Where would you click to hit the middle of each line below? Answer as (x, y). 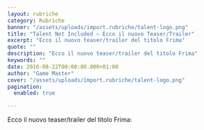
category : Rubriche (36, 21)
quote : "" (22, 47)
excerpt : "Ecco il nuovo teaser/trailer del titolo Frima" (96, 40)
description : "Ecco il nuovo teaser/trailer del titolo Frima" (103, 54)
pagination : (25, 87)
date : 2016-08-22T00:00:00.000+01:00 (63, 67)
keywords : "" (27, 60)
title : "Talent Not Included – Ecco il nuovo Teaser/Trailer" (101, 34)
